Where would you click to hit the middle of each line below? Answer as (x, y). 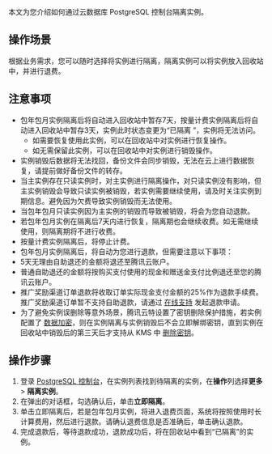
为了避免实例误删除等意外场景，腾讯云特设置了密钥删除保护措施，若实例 (140, 312)
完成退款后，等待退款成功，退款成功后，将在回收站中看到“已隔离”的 (133, 432)
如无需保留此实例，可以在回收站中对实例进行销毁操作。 (124, 150)
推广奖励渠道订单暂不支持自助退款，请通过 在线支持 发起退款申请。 (132, 302)
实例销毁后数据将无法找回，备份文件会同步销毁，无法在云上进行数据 (134, 160)
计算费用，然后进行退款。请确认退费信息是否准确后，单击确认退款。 (134, 422)
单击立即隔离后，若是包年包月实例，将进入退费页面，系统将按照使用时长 (140, 412)
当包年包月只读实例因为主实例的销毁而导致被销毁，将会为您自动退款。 (137, 211)
